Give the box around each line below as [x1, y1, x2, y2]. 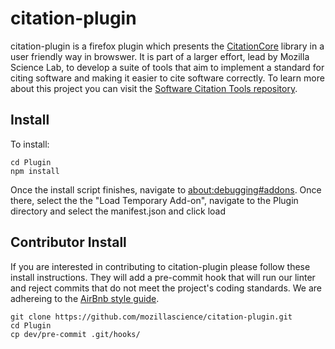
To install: [10, 138, 50, 150]
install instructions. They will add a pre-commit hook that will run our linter [10, 271, 316, 283]
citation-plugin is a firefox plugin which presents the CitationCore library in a [10, 40, 325, 52]
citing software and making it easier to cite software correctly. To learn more [10, 72, 325, 84]
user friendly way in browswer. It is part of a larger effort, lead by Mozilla [10, 50, 310, 62]
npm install [10, 166, 60, 176]
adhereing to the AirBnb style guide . [10, 292, 160, 304]
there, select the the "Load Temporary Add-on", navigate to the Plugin [10, 194, 299, 206]
